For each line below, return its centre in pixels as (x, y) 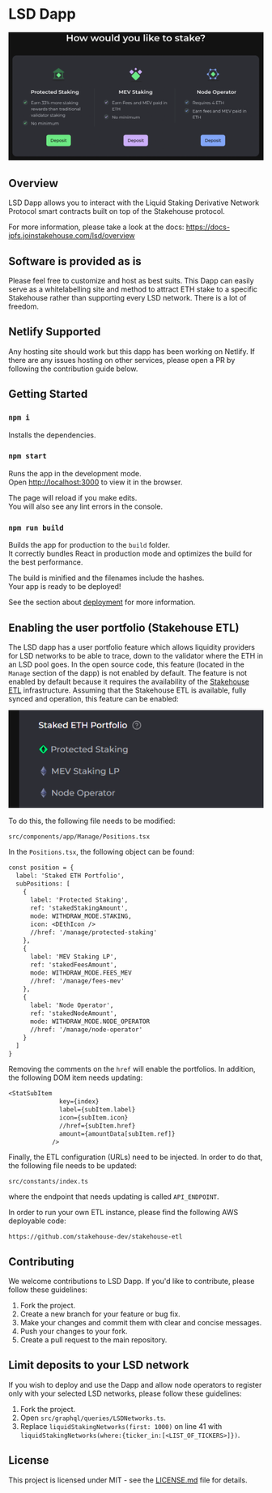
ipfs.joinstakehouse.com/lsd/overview (72, 236)
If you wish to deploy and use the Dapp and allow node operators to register (135, 1384)
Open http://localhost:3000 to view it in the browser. (96, 482)
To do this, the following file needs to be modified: (92, 821)
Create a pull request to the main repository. (93, 1339)
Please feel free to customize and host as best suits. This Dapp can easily (131, 281)
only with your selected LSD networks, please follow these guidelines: (125, 1393)
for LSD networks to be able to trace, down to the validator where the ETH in (136, 655)
